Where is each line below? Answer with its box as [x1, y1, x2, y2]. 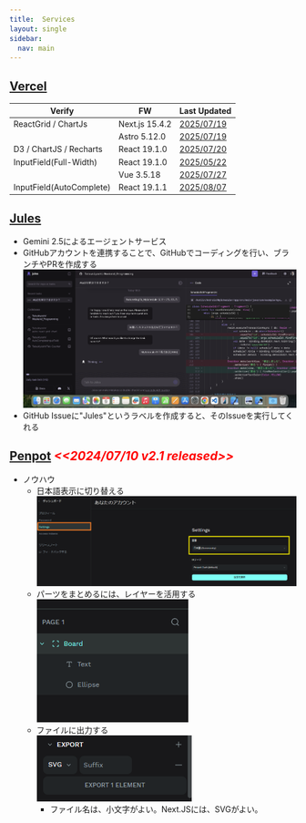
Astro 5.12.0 [117, 131, 167, 142]
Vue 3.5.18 [117, 169, 161, 180]
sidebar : [9, 34, 43, 43]
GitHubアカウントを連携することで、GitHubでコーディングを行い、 [22, 247, 274, 259]
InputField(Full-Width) [13, 156, 97, 168]
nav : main [17, 44, 55, 53]
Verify [49, 105, 75, 116]
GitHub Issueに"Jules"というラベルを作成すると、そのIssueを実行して [22, 410, 286, 421]
